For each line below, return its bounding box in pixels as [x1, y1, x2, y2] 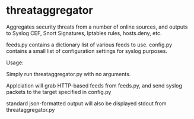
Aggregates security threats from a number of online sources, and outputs [6, 23, 188, 30]
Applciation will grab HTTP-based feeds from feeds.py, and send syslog [6, 82, 183, 89]
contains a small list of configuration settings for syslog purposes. [6, 47, 168, 54]
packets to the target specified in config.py [6, 88, 112, 95]
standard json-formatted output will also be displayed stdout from [6, 99, 167, 107]
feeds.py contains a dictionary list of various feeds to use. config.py [6, 41, 173, 48]
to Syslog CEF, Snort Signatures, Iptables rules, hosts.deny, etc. [6, 29, 162, 36]
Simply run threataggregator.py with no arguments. [6, 70, 131, 77]
